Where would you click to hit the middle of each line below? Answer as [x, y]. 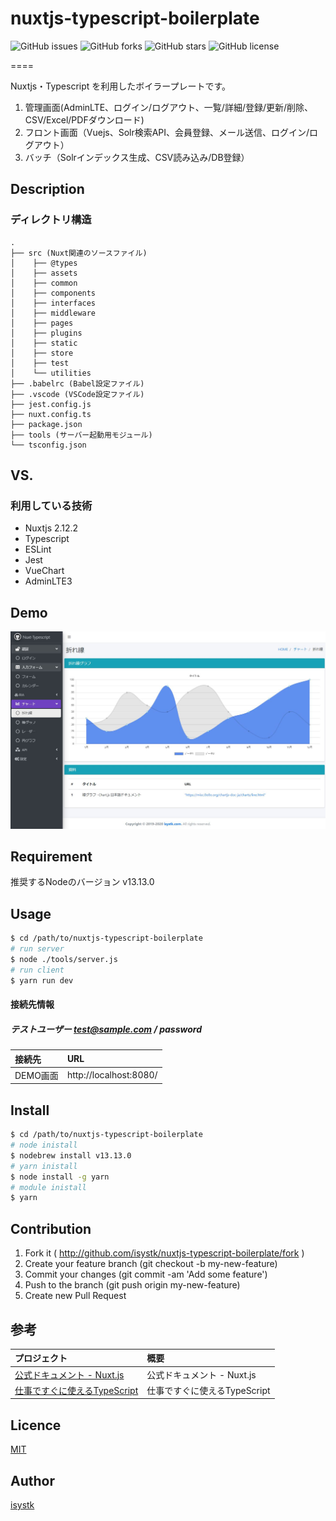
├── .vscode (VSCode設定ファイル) [77, 394]
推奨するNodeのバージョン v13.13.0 [82, 882]
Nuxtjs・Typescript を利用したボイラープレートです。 [121, 86]
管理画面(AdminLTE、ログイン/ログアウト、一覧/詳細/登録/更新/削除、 [169, 107]
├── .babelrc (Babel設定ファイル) [77, 383]
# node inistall [44, 1145]
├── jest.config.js [51, 404]
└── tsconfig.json [48, 445]
